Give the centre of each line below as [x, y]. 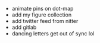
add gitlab [24, 27]
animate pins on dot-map [43, 9]
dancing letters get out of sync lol [53, 34]
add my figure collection [42, 15]
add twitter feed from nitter [45, 21]
